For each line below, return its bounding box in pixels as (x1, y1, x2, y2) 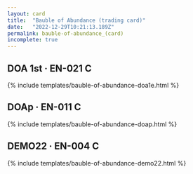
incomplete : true (7, 36, 58, 43)
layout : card (7, 10, 46, 18)
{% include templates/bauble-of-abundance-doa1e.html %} (7, 81, 180, 89)
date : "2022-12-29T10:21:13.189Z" (7, 23, 114, 30)
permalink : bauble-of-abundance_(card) (7, 29, 124, 37)
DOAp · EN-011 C (7, 101, 81, 113)
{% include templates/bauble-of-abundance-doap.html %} (7, 120, 178, 128)
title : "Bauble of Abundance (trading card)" (7, 17, 146, 24)
